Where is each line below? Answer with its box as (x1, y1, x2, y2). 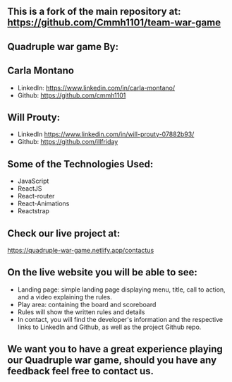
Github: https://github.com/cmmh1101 (17, 91, 126, 100)
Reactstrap (17, 207, 49, 215)
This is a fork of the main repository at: (7, 6, 181, 18)
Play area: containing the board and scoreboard (17, 300, 157, 309)
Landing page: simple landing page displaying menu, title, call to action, (17, 285, 226, 294)
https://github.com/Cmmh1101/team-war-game (7, 17, 221, 29)
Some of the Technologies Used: (7, 158, 154, 170)
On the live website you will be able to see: (7, 266, 197, 278)
